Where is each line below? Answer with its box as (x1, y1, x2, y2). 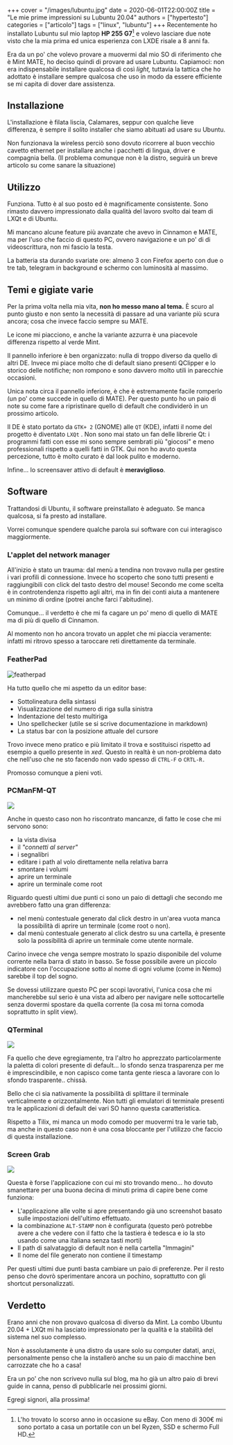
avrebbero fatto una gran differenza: (7, 901, 111, 909)
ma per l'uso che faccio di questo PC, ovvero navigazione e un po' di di (7, 236, 211, 244)
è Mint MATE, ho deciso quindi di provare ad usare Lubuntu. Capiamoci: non (7, 57, 225, 65)
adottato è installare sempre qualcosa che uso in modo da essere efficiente (7, 72, 223, 81)
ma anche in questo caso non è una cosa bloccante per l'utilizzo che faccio (7, 1125, 223, 1133)
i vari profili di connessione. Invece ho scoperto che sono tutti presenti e (7, 573, 214, 581)
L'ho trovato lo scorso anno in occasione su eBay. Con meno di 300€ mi (17, 1415, 223, 1424)
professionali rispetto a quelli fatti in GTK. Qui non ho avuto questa (7, 445, 197, 453)
